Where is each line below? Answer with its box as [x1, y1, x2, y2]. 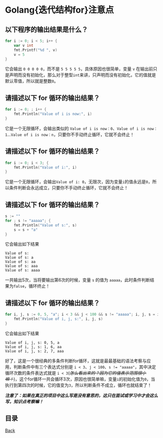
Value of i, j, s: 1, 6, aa [5, 344, 62, 349]
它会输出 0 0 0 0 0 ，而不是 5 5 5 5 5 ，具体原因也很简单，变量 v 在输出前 [5, 66, 153, 72]
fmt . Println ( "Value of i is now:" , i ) [14, 111, 92, 117]
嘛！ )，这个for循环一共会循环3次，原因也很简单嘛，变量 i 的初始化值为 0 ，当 [5, 376, 155, 382]
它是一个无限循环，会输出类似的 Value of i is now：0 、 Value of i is [5, 125, 146, 131]
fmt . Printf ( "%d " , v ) [14, 47, 57, 53]
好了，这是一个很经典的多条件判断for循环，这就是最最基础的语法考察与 [5, 358, 147, 364]
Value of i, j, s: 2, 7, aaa [5, 348, 64, 353]
